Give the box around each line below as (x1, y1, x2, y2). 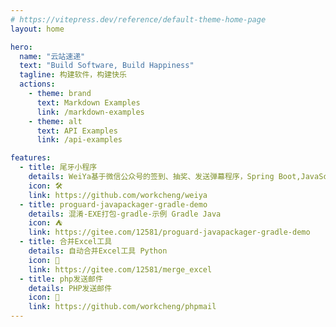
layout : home (10, 24, 65, 34)
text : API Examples (36, 126, 118, 136)
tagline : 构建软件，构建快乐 (19, 70, 127, 80)
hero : (10, 42, 33, 52)
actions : (19, 79, 56, 90)
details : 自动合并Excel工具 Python (28, 246, 168, 256)
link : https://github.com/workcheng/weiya (28, 190, 208, 200)
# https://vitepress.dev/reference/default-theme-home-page (10, 14, 267, 25)
